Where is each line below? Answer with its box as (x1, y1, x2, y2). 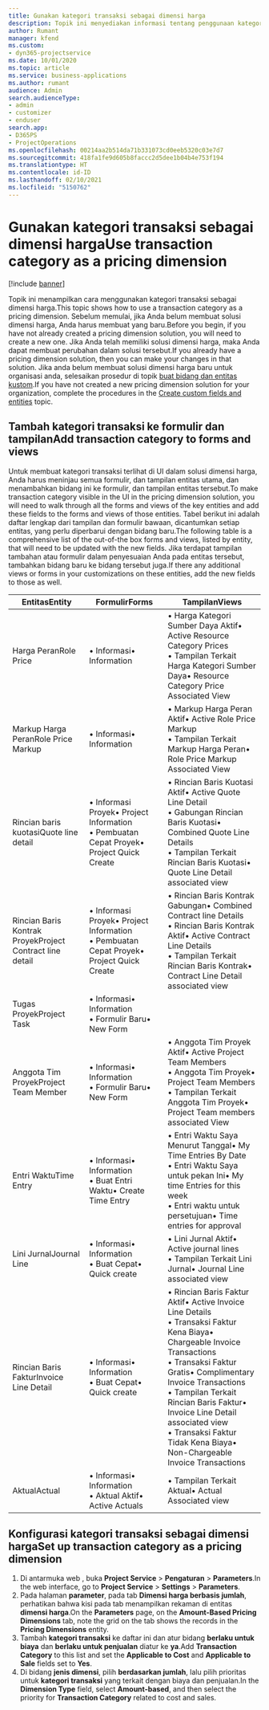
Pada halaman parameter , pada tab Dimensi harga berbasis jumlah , (19, 1590, 247, 1600)
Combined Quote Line (167, 826, 250, 837)
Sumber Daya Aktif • (167, 620, 243, 631)
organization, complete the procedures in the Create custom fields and (8, 388, 242, 397)
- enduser (8, 116, 42, 124)
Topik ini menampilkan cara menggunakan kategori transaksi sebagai (8, 294, 237, 303)
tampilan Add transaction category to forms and (8, 433, 251, 446)
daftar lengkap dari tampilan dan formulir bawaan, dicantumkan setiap (8, 517, 240, 527)
